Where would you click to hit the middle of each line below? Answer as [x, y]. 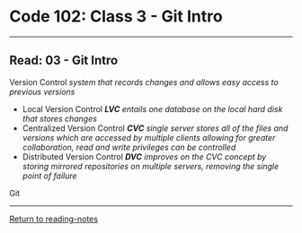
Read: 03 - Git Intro [64, 60]
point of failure [50, 176]
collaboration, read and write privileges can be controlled [129, 147]
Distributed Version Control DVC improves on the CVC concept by [144, 156]
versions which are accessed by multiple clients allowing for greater [149, 137]
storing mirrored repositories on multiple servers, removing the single [151, 166]
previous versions [42, 91]
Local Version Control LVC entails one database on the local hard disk [152, 108]
